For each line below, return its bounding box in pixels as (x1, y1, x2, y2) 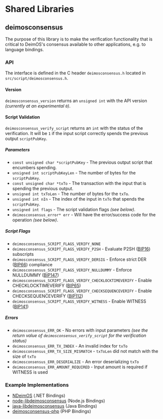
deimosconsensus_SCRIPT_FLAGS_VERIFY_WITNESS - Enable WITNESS (12, 298, 147, 304)
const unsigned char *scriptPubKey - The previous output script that (12, 159, 153, 165)
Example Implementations (5, 381, 69, 388)
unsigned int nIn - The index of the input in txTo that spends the (12, 196, 144, 202)
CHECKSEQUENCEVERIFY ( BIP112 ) (12, 293, 84, 299)
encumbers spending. (12, 164, 57, 171)
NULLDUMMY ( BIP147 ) (12, 272, 59, 278)
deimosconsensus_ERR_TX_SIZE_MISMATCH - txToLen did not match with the (12, 348, 159, 354)
